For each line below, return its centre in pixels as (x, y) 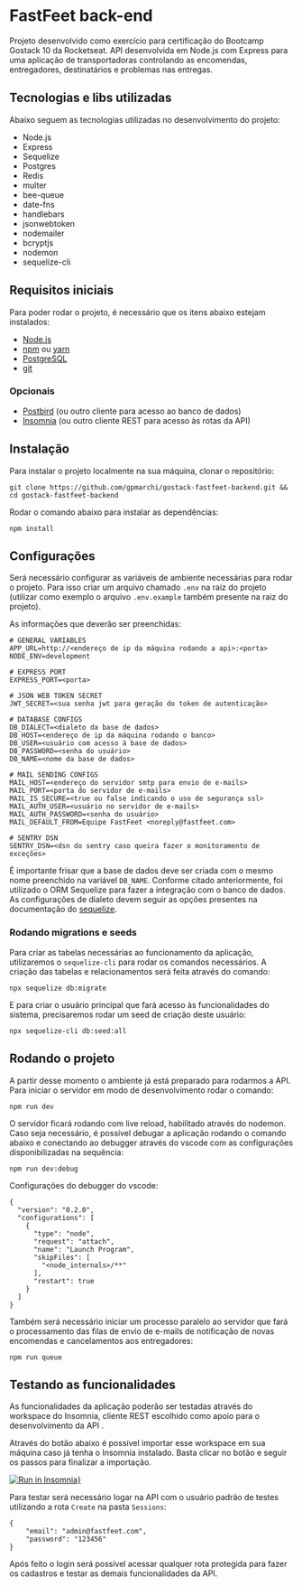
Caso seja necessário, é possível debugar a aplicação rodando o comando (148, 1133)
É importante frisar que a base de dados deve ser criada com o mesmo (141, 871)
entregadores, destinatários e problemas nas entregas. (111, 70)
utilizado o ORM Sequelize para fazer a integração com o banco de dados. (147, 890)
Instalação (40, 449)
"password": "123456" (66, 1539)
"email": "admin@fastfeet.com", (86, 1532)
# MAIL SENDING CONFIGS (54, 775)
